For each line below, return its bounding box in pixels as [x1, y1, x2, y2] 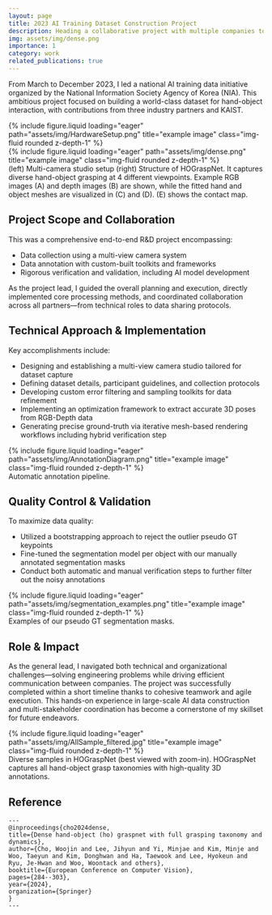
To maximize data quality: [8, 516, 94, 526]
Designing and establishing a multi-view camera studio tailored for [19, 361, 242, 371]
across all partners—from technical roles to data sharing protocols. [8, 300, 232, 310]
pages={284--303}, [8, 873, 70, 881]
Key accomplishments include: [8, 345, 111, 355]
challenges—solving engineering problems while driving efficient [8, 670, 225, 680]
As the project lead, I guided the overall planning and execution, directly [8, 283, 249, 292]
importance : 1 [8, 42, 57, 50]
